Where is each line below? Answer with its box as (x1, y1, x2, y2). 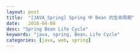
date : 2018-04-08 (6, 20, 56, 26)
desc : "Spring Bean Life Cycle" (6, 26, 88, 32)
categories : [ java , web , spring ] (6, 37, 91, 43)
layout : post (6, 9, 40, 15)
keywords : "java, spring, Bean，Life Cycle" (6, 32, 121, 38)
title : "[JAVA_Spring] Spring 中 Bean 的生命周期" (6, 15, 135, 21)
